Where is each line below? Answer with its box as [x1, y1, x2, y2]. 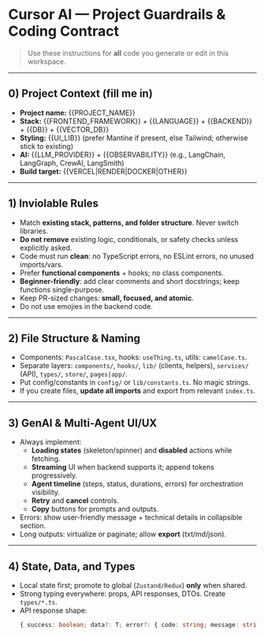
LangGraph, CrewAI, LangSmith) [19, 158, 125, 167]
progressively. [31, 471, 78, 480]
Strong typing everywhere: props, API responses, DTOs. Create [19, 589, 226, 598]
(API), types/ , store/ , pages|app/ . [19, 369, 128, 379]
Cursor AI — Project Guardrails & [8, 6, 226, 24]
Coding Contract [8, 22, 120, 40]
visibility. [31, 487, 61, 497]
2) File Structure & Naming [8, 331, 140, 345]
